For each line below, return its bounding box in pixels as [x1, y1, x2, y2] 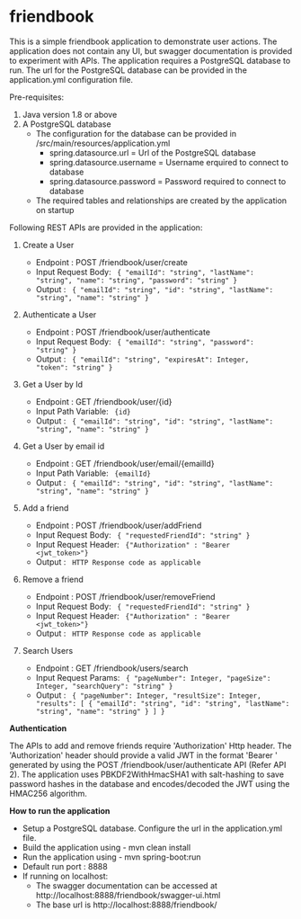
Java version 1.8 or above [22, 109, 118, 120]
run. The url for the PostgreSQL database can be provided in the [9, 65, 247, 76]
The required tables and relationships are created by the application [35, 195, 288, 206]
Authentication [9, 722, 67, 734]
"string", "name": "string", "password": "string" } [35, 276, 238, 285]
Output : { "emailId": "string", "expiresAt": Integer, [35, 353, 250, 364]
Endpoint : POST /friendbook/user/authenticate [35, 326, 211, 337]
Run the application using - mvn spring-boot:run [22, 852, 201, 862]
